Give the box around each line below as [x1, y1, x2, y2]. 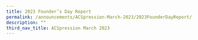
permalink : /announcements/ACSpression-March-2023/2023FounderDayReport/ [6, 14, 193, 20]
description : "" [6, 19, 46, 25]
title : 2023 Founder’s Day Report [6, 8, 92, 15]
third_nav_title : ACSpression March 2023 [6, 25, 110, 31]
